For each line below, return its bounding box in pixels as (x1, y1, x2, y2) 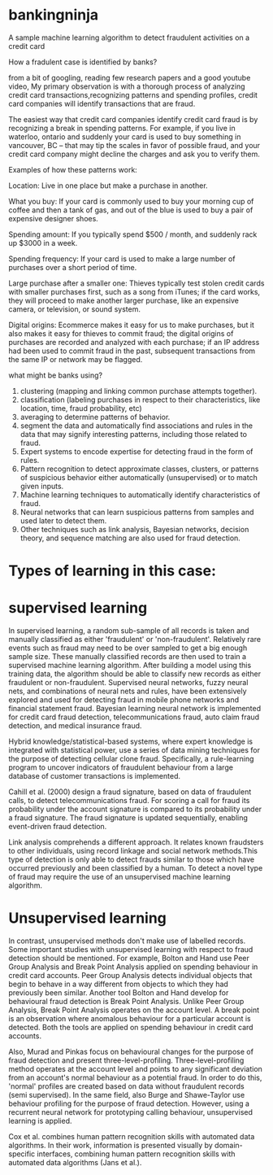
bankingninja (8, 6, 99, 24)
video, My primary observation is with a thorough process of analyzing (8, 81, 245, 91)
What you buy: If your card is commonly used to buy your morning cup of (8, 196, 254, 206)
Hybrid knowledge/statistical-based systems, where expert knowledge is (8, 736, 253, 746)
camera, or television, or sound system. (8, 304, 141, 314)
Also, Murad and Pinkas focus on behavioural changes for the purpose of (8, 1047, 254, 1056)
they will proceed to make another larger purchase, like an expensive (8, 295, 240, 305)
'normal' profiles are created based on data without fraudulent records (8, 1081, 245, 1091)
